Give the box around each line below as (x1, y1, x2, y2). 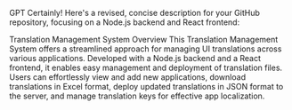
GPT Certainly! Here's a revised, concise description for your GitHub (9, 8, 260, 18)
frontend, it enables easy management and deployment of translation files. (9, 62, 283, 73)
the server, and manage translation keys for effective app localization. (9, 90, 265, 101)
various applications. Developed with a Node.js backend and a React (9, 53, 261, 63)
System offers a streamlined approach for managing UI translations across (9, 43, 282, 54)
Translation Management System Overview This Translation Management (9, 35, 279, 44)
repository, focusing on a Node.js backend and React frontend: (9, 17, 240, 27)
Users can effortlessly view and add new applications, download (9, 72, 247, 82)
